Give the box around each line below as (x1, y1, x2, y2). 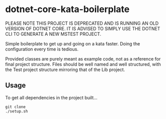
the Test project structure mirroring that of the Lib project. (5, 67, 125, 73)
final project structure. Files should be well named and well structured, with (5, 61, 161, 67)
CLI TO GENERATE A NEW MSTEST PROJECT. (5, 31, 102, 37)
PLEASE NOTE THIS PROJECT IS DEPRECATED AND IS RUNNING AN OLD (5, 20, 159, 26)
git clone (5, 104, 26, 109)
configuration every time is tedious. (5, 46, 79, 52)
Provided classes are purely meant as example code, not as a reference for (5, 55, 161, 62)
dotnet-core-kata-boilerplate (5, 4, 130, 15)
